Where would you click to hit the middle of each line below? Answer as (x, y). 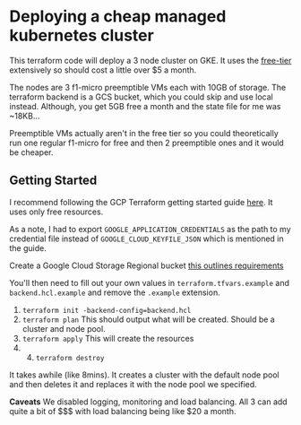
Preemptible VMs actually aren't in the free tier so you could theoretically (144, 133)
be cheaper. (31, 152)
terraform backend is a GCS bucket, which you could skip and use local (141, 97)
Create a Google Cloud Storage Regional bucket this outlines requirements (146, 265)
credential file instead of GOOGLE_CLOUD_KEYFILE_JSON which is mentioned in (146, 239)
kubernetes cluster (82, 35)
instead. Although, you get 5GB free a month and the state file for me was (145, 106)
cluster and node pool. (64, 328)
